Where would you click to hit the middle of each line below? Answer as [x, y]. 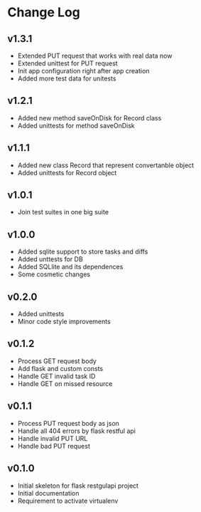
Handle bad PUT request [54, 446]
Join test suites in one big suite [63, 212]
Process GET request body [57, 361]
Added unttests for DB [50, 259]
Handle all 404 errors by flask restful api [77, 431]
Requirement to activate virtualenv [68, 501]
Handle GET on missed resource [65, 383]
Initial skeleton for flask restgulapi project [78, 486]
